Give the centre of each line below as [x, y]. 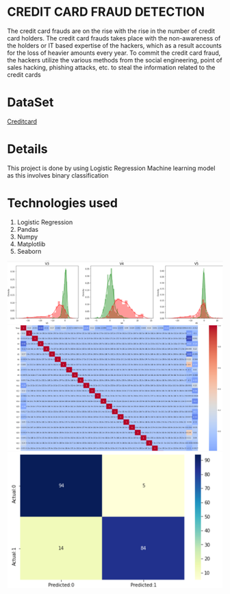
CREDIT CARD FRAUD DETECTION [106, 12]
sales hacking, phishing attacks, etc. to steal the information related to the [111, 67]
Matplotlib [31, 243]
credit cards [24, 74]
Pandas [28, 229]
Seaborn [29, 251]
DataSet [30, 103]
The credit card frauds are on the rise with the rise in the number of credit [111, 31]
